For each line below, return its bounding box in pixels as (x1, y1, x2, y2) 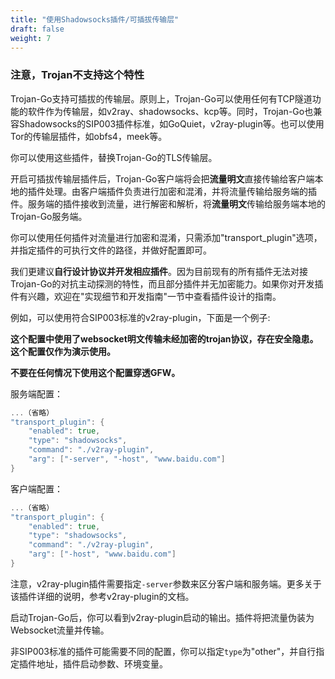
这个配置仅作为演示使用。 (10, 345, 116, 357)
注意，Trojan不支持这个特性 (10, 68, 145, 82)
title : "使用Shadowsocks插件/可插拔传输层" (10, 14, 180, 25)
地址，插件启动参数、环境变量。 (36, 657, 168, 670)
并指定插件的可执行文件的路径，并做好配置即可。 (10, 244, 212, 256)
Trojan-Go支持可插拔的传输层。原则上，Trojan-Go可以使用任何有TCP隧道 (10, 92, 313, 105)
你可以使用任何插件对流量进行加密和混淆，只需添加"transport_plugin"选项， (10, 231, 323, 243)
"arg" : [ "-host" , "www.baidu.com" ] (28, 549, 177, 560)
